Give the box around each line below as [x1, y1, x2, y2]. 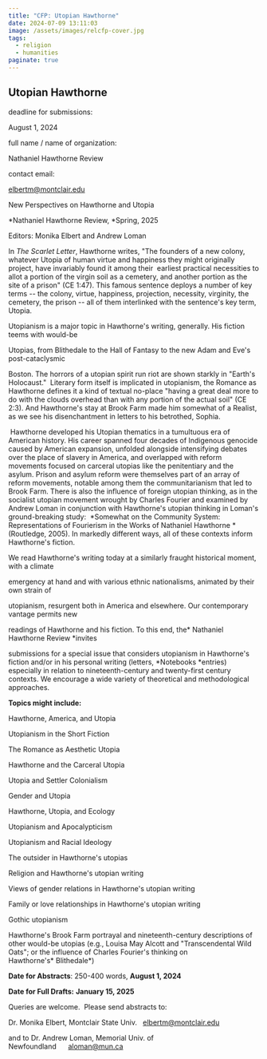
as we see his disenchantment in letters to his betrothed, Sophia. [8, 411, 221, 421]
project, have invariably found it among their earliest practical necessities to [8, 263, 259, 272]
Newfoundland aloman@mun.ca [8, 1041, 124, 1051]
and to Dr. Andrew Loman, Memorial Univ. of [8, 1033, 154, 1042]
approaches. [8, 682, 50, 692]
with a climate [8, 561, 54, 571]
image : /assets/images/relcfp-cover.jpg [8, 26, 145, 34]
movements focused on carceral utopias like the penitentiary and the [8, 461, 234, 470]
